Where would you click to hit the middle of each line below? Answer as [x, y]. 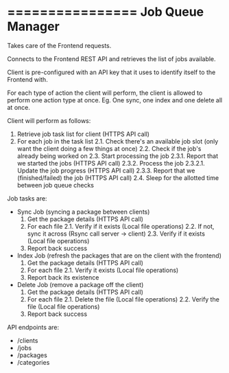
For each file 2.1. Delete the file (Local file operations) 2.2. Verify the [123, 299]
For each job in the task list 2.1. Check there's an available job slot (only [118, 141]
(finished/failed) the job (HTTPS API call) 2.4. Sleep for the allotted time [118, 178]
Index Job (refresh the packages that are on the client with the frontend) [119, 256]
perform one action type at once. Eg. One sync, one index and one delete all [115, 100]
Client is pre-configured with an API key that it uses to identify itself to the [111, 72]
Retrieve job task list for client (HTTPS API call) [83, 134]
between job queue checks [56, 185]
